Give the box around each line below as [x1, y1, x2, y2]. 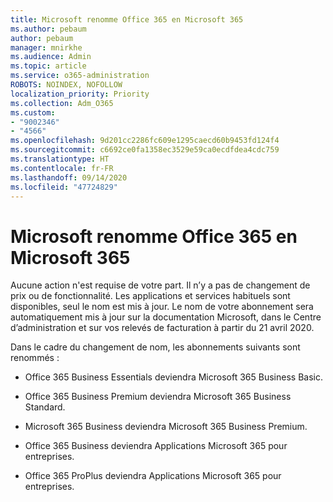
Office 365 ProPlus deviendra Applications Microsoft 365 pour [24, 470, 282, 482]
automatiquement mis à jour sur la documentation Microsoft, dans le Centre [10, 311, 322, 323]
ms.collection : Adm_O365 [10, 98, 114, 108]
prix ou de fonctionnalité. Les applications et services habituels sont [10, 290, 291, 302]
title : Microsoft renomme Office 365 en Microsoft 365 [10, 14, 244, 25]
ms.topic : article [10, 61, 87, 71]
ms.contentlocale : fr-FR [10, 163, 114, 173]
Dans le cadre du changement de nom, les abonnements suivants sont [10, 341, 301, 353]
